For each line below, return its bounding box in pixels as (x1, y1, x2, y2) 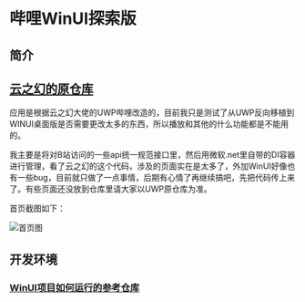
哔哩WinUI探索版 (9, 8, 137, 29)
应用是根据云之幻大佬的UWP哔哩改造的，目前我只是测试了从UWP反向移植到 (9, 107, 295, 119)
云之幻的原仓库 (9, 81, 94, 97)
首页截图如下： (9, 203, 66, 214)
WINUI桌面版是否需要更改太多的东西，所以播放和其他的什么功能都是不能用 (9, 119, 290, 130)
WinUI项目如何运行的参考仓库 (9, 281, 140, 294)
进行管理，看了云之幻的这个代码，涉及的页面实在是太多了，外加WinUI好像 (9, 161, 288, 172)
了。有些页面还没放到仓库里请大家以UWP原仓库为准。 (9, 183, 212, 194)
